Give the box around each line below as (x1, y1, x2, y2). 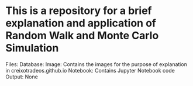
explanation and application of (5, 16, 156, 30)
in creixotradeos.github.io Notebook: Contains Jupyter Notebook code (5, 67, 175, 74)
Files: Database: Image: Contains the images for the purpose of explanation (5, 60, 188, 68)
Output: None (5, 73, 39, 80)
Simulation (5, 42, 59, 55)
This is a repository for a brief (5, 4, 152, 18)
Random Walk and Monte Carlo (5, 29, 159, 42)
